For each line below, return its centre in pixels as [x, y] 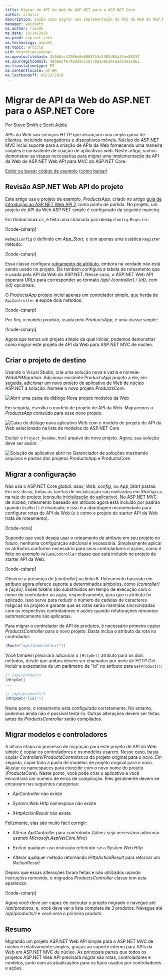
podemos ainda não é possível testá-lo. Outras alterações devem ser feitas [82, 713]
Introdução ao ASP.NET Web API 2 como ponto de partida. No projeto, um [81, 204]
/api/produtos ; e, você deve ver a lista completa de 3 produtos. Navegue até [84, 908]
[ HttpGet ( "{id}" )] [24, 698]
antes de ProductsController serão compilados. [54, 719]
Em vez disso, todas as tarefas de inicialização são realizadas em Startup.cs [84, 492]
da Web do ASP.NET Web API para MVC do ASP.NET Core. [66, 161]
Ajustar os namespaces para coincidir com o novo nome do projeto [74, 768]
